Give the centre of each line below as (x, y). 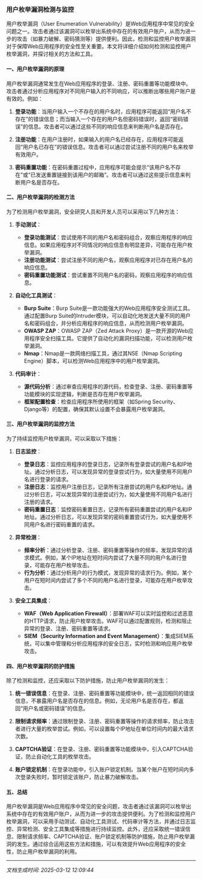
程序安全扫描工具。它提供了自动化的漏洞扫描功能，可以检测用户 (108, 338)
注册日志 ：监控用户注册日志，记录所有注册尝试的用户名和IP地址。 (106, 487)
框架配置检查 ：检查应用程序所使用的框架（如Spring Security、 (101, 402)
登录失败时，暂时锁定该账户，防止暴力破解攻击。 (81, 777)
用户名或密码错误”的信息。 (56, 708)
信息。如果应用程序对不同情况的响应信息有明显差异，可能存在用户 (106, 245)
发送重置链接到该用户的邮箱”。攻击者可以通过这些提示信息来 (111, 175)
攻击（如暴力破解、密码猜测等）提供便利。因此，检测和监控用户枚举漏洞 (106, 39)
